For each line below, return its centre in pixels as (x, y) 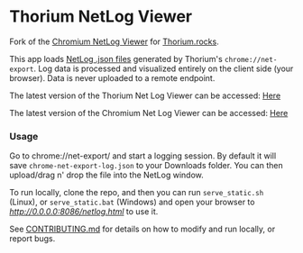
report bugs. (32, 239)
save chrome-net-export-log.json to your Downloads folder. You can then (146, 166)
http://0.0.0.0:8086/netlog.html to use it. (84, 212)
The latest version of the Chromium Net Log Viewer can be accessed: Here (149, 113)
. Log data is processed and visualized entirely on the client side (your (163, 68)
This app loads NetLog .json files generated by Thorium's (116, 59)
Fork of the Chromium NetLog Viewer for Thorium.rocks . (114, 41)
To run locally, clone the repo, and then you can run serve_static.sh (137, 193)
